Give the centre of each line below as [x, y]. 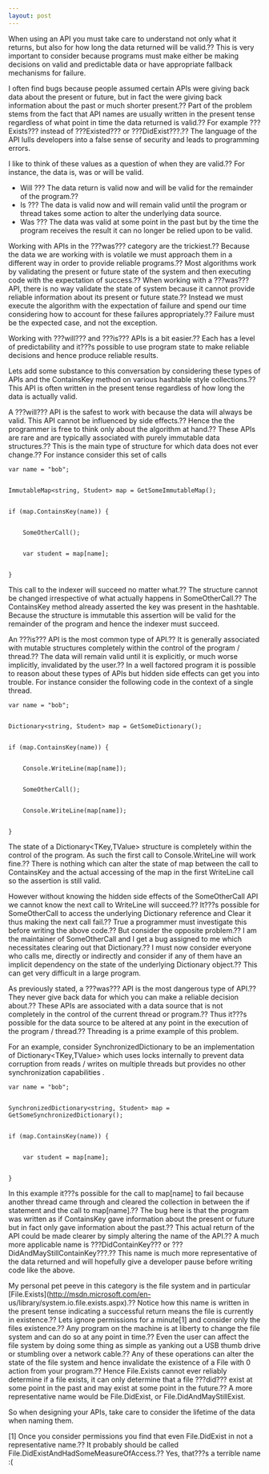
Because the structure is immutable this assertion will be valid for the [122, 615]
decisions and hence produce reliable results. [83, 355]
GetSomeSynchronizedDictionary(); [66, 1115]
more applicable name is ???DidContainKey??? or [89, 1244]
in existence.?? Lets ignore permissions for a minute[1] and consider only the [134, 1319]
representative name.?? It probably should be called [93, 1444]
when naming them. [41, 1420]
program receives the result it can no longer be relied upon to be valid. [136, 230]
